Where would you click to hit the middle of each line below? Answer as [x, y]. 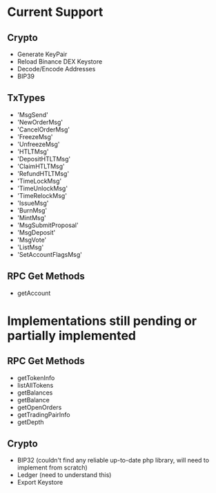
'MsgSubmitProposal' [48, 225]
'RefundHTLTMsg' [43, 173]
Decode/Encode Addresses [56, 69]
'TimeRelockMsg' [42, 195]
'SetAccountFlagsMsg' [50, 254]
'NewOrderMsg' [40, 122]
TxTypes [26, 98]
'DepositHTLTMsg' [44, 159]
